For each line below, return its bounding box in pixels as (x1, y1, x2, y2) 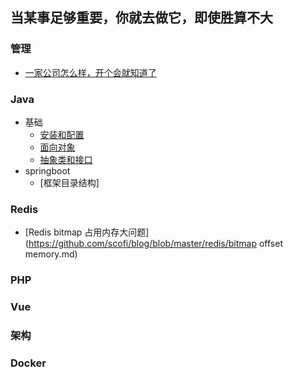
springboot (24, 164, 71, 177)
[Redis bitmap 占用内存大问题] (24, 226, 150, 238)
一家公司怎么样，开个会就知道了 (24, 66, 157, 78)
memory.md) (24, 248, 78, 260)
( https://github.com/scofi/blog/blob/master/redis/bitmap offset (24, 238, 283, 250)
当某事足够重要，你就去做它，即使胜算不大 (10, 9, 273, 27)
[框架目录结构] (39, 176, 100, 188)
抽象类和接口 (39, 153, 93, 165)
